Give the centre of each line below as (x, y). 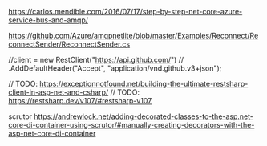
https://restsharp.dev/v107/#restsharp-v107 (80, 101)
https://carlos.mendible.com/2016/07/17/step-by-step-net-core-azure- (125, 12)
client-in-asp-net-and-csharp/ (59, 92)
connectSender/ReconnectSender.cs (69, 44)
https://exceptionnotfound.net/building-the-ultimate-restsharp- (144, 84)
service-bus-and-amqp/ (49, 20)
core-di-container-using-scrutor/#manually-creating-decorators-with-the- (131, 125)
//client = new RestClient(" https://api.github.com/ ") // (96, 60)
